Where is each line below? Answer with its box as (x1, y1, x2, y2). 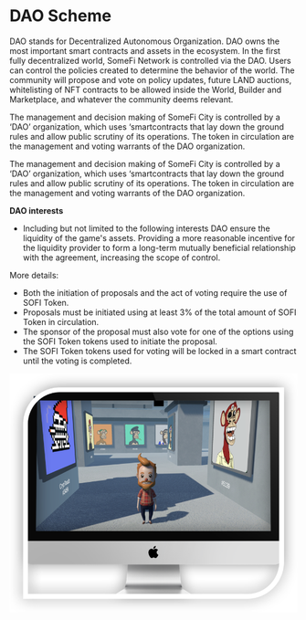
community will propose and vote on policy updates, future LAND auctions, (9, 74, 292, 85)
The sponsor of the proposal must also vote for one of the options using (22, 326, 294, 337)
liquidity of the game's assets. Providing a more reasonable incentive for (22, 232, 295, 243)
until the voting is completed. (22, 355, 132, 366)
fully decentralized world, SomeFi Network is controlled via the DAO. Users (9, 55, 291, 66)
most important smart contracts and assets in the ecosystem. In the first (9, 45, 281, 56)
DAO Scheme (9, 5, 112, 26)
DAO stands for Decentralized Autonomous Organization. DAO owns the (9, 36, 280, 47)
